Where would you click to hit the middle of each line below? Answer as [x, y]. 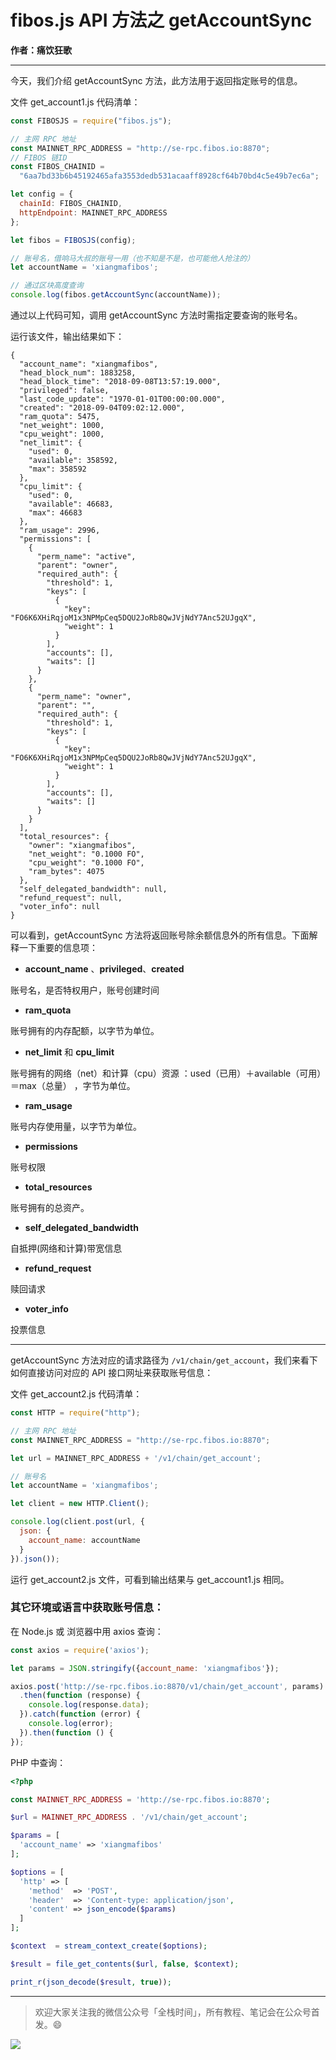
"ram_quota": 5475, [60, 417]
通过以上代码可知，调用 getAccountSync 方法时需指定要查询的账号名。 [156, 315]
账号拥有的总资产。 [50, 1208]
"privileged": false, [64, 391]
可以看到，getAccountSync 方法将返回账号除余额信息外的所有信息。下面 [160, 935]
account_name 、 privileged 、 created [104, 969]
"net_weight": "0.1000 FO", [86, 854]
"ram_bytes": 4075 [66, 872]
